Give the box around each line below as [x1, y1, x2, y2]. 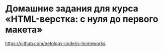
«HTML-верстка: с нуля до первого [5, 13, 159, 25]
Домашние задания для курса [5, 3, 139, 14]
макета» [5, 24, 43, 35]
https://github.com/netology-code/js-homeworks [5, 40, 106, 46]
